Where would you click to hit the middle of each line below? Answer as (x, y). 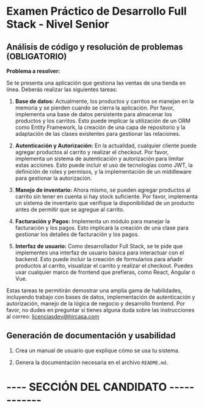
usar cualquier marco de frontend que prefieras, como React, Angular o (105, 272)
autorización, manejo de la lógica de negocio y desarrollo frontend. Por (96, 303)
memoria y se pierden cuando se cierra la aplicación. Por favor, (95, 108)
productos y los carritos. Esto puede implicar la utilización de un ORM (103, 121)
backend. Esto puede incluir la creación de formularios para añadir (99, 259)
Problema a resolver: (33, 71)
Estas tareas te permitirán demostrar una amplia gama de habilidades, (94, 291)
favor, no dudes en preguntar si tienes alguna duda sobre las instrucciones (100, 310)
